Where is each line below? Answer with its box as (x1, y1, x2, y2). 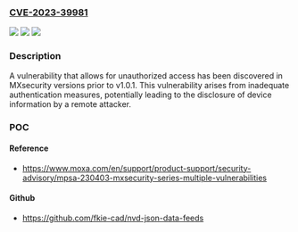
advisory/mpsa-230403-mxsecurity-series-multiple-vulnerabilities (21, 172, 268, 183)
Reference (9, 143, 49, 153)
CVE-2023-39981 (9, 6, 88, 19)
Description (9, 50, 62, 62)
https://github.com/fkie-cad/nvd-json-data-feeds (21, 212, 204, 223)
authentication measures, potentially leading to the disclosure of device (9, 89, 272, 100)
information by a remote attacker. (9, 98, 132, 109)
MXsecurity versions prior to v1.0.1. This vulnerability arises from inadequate (9, 79, 290, 90)
